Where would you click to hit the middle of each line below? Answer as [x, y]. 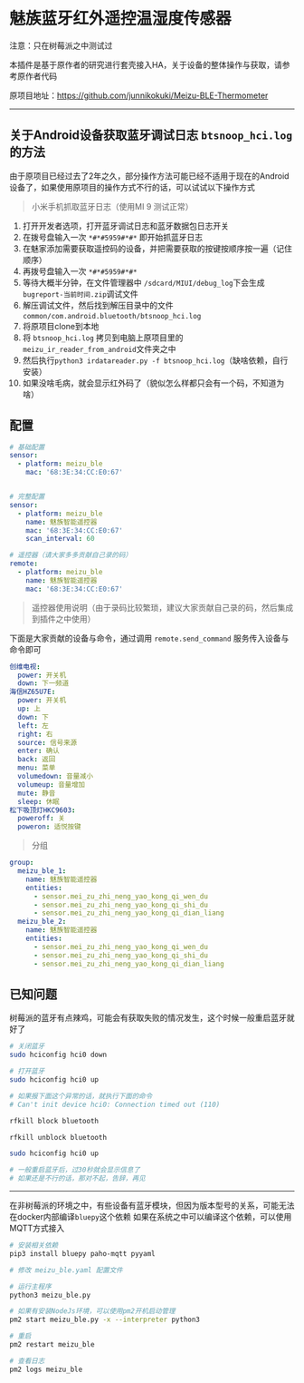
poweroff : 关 [41, 819]
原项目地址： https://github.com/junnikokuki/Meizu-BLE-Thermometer [139, 95]
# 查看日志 [27, 1361]
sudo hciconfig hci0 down [58, 1055]
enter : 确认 [39, 751]
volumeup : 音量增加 [52, 785]
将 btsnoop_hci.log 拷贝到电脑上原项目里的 [103, 338]
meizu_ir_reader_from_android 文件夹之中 [99, 348]
